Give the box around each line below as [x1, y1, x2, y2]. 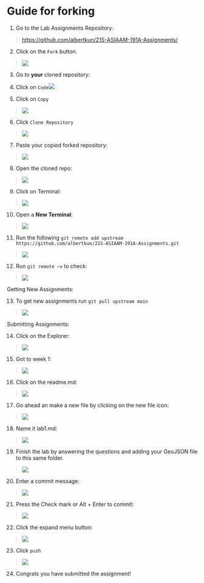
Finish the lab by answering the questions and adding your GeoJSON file [15, 448, 198, 455]
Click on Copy [15, 95, 49, 103]
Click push [15, 547, 41, 554]
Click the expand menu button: [15, 524, 93, 531]
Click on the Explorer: [15, 332, 70, 339]
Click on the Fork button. [15, 47, 78, 55]
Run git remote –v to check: [15, 262, 87, 269]
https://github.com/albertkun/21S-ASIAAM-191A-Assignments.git [15, 240, 180, 246]
